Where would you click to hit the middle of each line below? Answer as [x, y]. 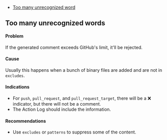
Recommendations [26, 121]
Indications [17, 87]
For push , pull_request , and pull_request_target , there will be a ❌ [82, 98]
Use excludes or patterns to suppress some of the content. [74, 132]
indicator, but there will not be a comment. [57, 104]
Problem [14, 36]
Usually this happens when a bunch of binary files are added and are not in [84, 70]
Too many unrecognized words [55, 23]
